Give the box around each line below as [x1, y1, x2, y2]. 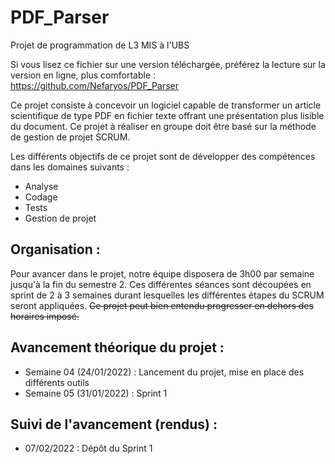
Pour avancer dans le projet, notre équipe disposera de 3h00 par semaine [10, 267, 315, 280]
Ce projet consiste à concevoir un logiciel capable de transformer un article [10, 99, 322, 111]
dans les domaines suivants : [10, 161, 130, 173]
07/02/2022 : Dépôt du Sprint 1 [24, 442, 153, 455]
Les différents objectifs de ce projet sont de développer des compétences [10, 150, 316, 162]
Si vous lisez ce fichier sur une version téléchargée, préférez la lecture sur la [10, 58, 326, 70]
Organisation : [10, 241, 101, 258]
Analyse [24, 180, 59, 192]
